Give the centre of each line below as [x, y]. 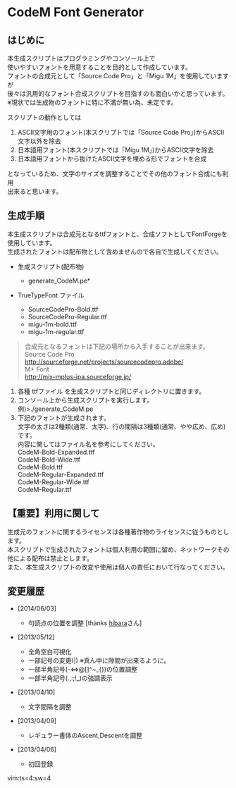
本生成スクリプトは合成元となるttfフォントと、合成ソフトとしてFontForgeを [117, 234]
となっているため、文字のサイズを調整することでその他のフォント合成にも [115, 174]
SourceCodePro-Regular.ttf [68, 316]
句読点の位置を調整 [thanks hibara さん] [85, 623]
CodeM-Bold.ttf [40, 467]
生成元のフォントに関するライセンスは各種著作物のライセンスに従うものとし [118, 531]
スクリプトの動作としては [44, 117]
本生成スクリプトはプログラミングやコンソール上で [81, 58]
